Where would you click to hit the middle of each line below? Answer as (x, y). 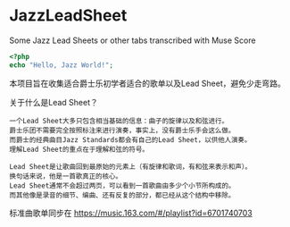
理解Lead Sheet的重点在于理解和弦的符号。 (79, 149)
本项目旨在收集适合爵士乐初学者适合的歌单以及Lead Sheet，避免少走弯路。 (147, 83)
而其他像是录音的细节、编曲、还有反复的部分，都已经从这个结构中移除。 (122, 195)
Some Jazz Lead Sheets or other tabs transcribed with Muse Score (133, 40)
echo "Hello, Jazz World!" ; (62, 65)
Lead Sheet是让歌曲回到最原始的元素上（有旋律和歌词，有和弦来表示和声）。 (131, 166)
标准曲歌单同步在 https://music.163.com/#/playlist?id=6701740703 (131, 213)
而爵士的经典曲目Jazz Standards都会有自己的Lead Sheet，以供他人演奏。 (130, 139)
